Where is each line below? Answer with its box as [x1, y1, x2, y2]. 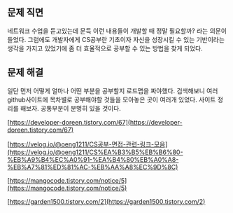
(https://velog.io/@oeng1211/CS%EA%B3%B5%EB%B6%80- [7, 148, 183, 156]
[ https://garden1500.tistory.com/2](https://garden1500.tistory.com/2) [7, 197, 206, 205]
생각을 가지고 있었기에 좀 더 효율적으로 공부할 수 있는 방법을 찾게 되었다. [7, 44, 203, 53]
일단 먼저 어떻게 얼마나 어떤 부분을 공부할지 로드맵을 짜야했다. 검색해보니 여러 [7, 86, 218, 95]
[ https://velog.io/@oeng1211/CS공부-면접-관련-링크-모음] [7, 139, 168, 149]
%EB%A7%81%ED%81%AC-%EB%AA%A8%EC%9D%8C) [7, 163, 178, 171]
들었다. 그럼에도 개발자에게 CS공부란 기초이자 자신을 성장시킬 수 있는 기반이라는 [7, 35, 225, 43]
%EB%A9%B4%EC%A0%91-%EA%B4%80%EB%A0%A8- [7, 155, 179, 163]
